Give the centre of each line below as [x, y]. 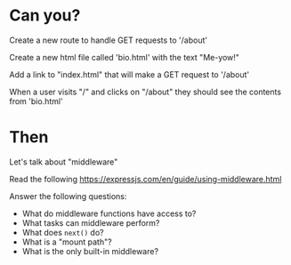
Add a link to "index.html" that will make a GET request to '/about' [129, 74]
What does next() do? [63, 232]
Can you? [45, 16]
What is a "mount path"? [67, 242]
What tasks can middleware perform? [91, 222]
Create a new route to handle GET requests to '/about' [108, 40]
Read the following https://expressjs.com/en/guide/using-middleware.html [145, 179]
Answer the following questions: [68, 196]
